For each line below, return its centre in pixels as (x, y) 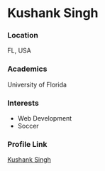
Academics (27, 69)
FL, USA (20, 50)
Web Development (45, 118)
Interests (23, 103)
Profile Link (27, 144)
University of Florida (37, 84)
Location (23, 35)
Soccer (28, 126)
